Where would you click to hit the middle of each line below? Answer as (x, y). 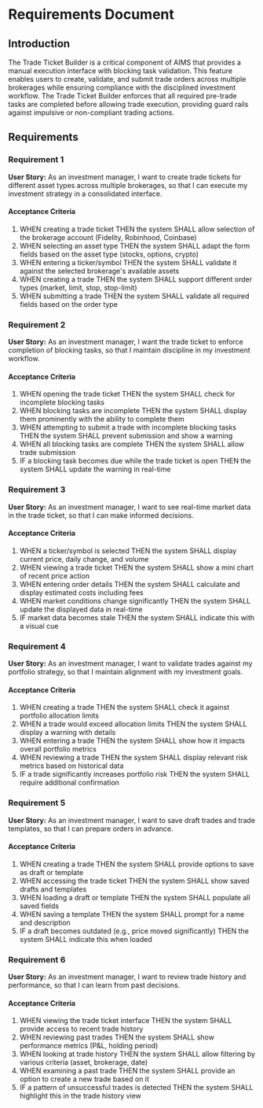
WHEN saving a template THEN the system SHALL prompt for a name (132, 914)
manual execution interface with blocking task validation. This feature (121, 71)
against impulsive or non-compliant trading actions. (91, 113)
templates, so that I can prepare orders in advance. (91, 829)
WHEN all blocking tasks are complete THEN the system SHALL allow (132, 444)
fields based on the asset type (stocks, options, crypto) (109, 254)
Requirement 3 (37, 489)
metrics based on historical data (71, 766)
